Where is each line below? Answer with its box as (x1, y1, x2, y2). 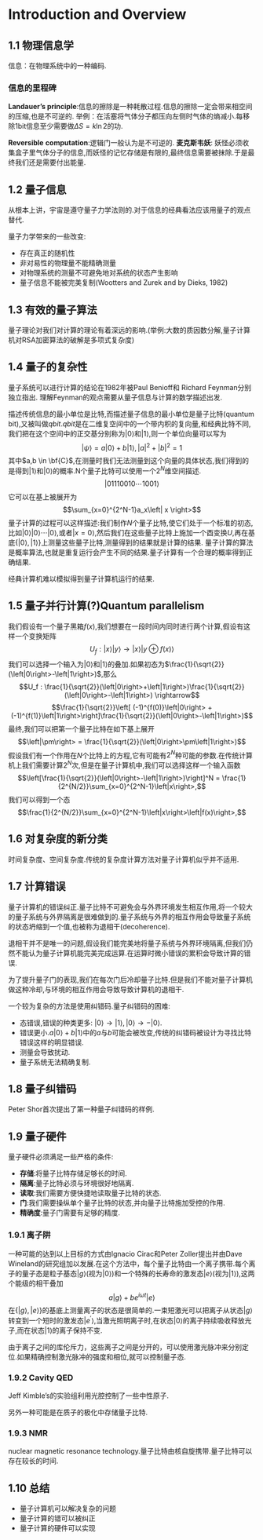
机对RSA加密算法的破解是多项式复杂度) (8, 335, 135, 345)
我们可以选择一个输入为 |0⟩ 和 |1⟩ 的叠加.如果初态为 (8, 659, 165, 669)
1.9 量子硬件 (8, 1129, 67, 1143)
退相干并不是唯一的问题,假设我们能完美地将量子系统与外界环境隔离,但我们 (8, 938, 247, 947)
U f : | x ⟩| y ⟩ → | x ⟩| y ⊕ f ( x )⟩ (89, 644, 174, 655)
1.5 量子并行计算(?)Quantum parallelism (8, 599, 205, 613)
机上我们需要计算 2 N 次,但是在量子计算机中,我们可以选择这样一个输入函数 (8, 759, 241, 770)
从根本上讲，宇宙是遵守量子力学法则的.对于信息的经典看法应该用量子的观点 (8, 206, 251, 215)
